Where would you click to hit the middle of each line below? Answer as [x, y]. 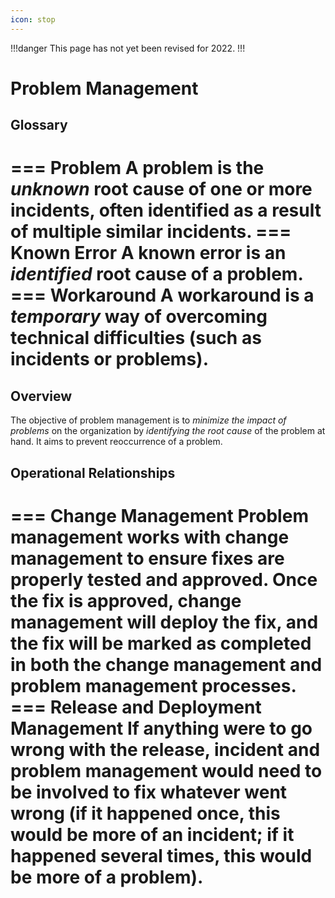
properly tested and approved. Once [164, 579]
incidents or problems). [110, 359]
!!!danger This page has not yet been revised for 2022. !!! [128, 48]
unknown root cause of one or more [161, 189]
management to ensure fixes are [147, 558]
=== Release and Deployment [136, 707]
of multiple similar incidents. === [151, 232]
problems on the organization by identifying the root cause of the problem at [168, 431]
